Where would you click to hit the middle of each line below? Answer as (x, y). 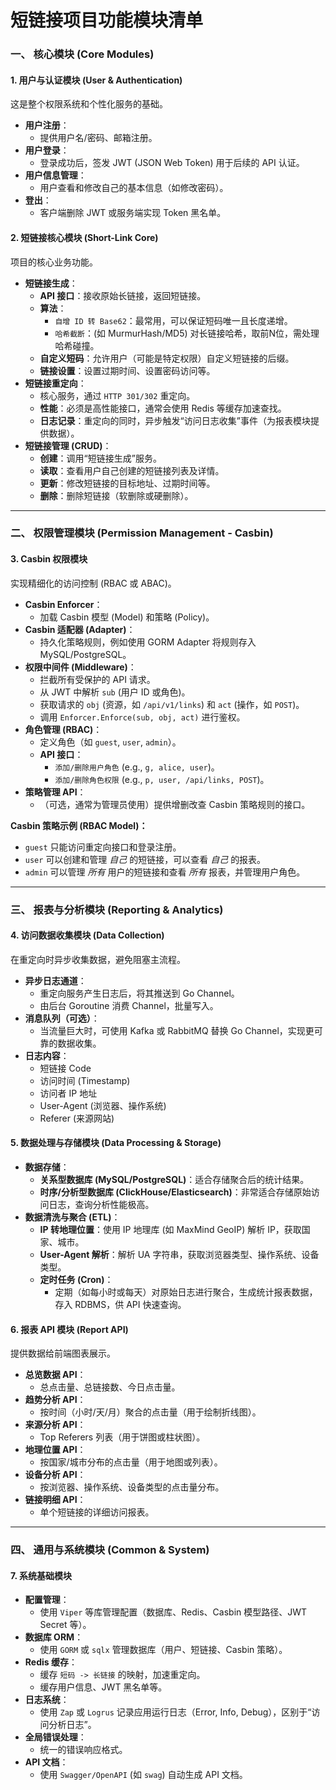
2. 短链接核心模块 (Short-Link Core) (84, 237)
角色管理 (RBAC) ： (63, 729)
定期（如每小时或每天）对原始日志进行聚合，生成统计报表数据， (186, 1292)
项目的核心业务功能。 (54, 262)
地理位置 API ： (55, 1450)
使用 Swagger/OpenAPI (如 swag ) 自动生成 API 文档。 (143, 1775)
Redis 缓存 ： (51, 1662)
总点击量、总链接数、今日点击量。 (110, 1387)
